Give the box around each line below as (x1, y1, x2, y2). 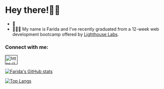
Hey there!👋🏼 (5, 4, 61, 16)
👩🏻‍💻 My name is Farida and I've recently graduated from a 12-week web (12, 26, 159, 32)
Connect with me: (5, 44, 49, 50)
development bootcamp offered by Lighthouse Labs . (12, 31, 119, 37)
